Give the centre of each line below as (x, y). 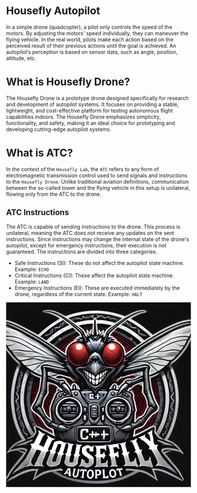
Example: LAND (32, 281)
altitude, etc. (21, 58)
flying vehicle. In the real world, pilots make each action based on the (90, 39)
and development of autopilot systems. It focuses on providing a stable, (93, 104)
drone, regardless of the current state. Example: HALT (78, 294)
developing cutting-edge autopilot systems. (59, 129)
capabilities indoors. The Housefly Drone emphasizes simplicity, (84, 117)
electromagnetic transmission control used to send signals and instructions (97, 175)
